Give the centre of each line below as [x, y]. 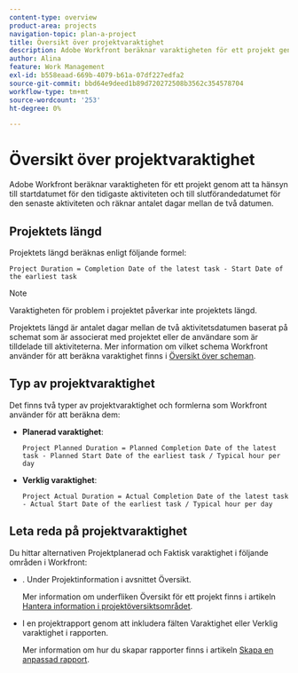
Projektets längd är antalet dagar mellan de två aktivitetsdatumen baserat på [149, 328]
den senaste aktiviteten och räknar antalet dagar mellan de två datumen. [141, 203]
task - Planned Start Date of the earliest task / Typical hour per [151, 455]
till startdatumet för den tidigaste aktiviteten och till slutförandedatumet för [145, 194]
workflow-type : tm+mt [49, 91]
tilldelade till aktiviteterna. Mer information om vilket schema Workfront [139, 346]
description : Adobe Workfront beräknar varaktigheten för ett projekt [142, 51]
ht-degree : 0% [35, 108]
